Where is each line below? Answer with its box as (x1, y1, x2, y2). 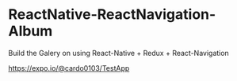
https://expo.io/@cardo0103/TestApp (8, 63, 130, 72)
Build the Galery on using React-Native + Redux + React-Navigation (8, 48, 230, 57)
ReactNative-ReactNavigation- (8, 6, 216, 24)
